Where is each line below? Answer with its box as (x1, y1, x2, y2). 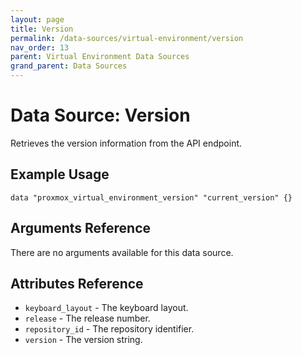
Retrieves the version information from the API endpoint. (10, 137, 243, 149)
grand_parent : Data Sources (10, 61, 128, 71)
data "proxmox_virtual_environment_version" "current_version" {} (10, 192, 293, 203)
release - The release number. (24, 312, 151, 325)
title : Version (10, 24, 74, 34)
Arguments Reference (10, 220, 152, 237)
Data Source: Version (10, 104, 191, 127)
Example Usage (10, 166, 110, 183)
